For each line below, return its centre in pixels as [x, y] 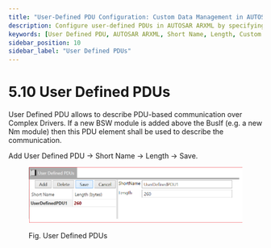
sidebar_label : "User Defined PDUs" [70, 51]
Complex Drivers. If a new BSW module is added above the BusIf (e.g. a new [135, 123]
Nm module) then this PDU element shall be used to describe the [116, 132]
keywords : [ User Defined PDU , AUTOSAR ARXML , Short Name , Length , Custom [135, 34]
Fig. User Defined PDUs [68, 235]
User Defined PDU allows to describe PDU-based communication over [125, 115]
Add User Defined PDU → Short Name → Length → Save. [103, 156]
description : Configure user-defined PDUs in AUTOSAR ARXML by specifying [137, 25]
